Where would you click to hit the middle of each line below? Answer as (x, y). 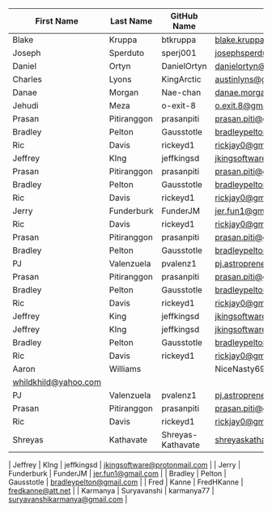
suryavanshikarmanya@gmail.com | (68, 499)
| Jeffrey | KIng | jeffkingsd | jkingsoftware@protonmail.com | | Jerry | (125, 465)
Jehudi (25, 106)
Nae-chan (181, 92)
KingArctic (181, 79)
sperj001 (179, 53)
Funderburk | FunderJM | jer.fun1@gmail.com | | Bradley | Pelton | (117, 474)
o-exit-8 (178, 106)
